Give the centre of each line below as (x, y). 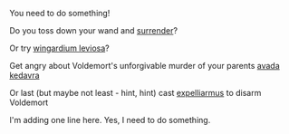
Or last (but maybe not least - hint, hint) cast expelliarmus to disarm (135, 93)
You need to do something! (60, 13)
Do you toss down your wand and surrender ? (94, 30)
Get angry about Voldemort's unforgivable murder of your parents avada (145, 66)
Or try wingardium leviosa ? (60, 48)
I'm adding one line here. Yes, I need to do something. (110, 120)
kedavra (24, 75)
